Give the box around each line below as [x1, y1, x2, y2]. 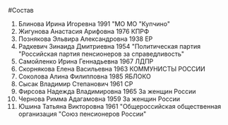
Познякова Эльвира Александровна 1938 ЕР [18, 35, 153, 43]
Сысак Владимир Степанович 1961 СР [18, 80, 133, 88]
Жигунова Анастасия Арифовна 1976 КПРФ [18, 28, 150, 35]
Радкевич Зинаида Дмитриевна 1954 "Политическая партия [18, 42, 200, 50]
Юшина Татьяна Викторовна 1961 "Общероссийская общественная [18, 102, 222, 110]
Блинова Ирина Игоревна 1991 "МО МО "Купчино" [18, 20, 171, 28]
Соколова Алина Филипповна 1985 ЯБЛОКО [18, 72, 151, 81]
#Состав [8, 6, 34, 14]
